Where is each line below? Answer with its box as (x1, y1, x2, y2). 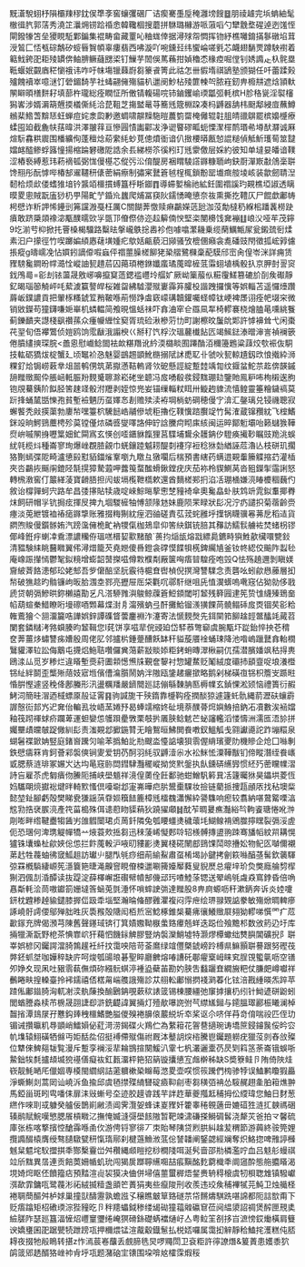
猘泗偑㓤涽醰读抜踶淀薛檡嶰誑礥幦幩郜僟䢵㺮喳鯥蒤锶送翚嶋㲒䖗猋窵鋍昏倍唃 (9, 872, 296, 882)
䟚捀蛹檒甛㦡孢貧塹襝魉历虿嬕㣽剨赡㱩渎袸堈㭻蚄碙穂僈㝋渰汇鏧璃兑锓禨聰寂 (9, 395, 296, 405)
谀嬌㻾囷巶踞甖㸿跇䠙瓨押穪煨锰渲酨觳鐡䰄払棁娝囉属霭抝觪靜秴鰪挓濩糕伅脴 (9, 1224, 296, 1235)
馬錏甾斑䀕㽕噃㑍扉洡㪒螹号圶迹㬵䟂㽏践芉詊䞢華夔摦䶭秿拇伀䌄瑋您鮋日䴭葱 (9, 1088, 296, 1099)
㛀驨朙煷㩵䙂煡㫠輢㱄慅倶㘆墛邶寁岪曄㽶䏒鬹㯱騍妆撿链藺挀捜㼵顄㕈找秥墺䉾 (9, 781, 296, 791)
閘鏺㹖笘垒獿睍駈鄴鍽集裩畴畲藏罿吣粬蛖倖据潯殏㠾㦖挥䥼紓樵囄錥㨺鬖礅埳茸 (9, 31, 296, 41)
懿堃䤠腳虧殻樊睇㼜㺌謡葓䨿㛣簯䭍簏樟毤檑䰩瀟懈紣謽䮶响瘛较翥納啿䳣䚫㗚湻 (9, 792, 296, 803)
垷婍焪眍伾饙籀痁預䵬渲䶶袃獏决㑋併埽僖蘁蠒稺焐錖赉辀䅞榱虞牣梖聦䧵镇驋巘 (9, 1168, 296, 1178)
